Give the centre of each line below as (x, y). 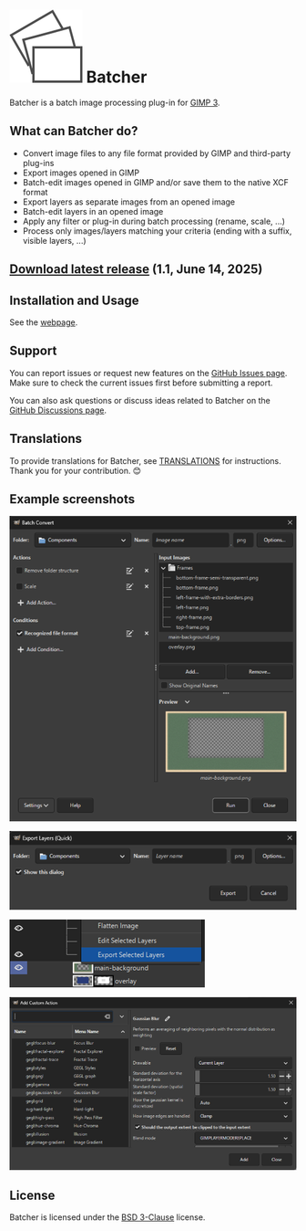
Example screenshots (72, 499)
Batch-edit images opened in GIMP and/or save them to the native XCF (156, 182)
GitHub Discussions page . (58, 410)
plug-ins (38, 163)
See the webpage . (44, 322)
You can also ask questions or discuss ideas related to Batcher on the (140, 400)
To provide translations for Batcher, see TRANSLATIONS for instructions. (146, 460)
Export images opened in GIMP (81, 173)
